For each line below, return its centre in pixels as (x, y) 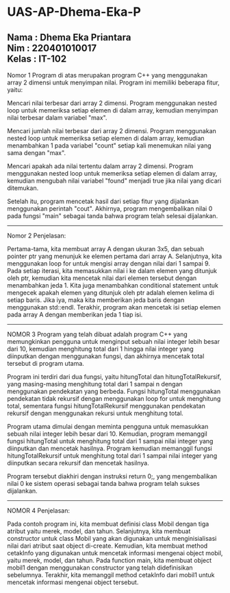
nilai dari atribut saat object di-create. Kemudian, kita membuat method (107, 546)
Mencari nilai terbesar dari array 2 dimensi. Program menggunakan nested (112, 103)
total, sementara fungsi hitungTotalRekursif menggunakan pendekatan (106, 406)
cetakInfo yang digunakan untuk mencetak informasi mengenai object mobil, (115, 553)
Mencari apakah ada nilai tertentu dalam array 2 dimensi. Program (100, 166)
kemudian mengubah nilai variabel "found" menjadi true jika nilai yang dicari (114, 181)
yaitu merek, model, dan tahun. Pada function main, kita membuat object (110, 560)
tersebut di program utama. (46, 363)
